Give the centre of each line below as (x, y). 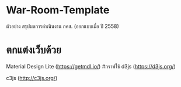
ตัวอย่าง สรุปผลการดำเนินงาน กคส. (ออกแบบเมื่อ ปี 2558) (63, 26)
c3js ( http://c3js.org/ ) (32, 78)
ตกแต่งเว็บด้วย (34, 50)
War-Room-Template (58, 10)
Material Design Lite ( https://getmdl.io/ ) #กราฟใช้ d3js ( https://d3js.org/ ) (91, 66)
